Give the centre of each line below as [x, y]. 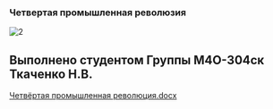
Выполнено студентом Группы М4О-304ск [137, 60]
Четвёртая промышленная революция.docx [93, 96]
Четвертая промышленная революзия [98, 13]
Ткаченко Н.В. [51, 74]
